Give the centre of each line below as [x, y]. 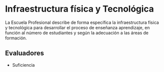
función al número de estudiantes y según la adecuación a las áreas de [77, 33]
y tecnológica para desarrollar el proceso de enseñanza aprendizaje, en [78, 27]
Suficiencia [23, 65]
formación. [16, 38]
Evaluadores [24, 53]
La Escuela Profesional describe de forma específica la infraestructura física [82, 22]
